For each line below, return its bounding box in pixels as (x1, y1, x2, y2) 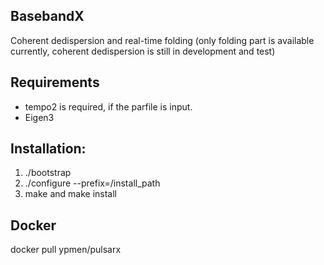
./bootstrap (24, 167, 72, 179)
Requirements (10, 74, 100, 91)
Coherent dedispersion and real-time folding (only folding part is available (10, 34, 315, 46)
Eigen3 (24, 111, 55, 123)
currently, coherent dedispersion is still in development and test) (10, 45, 276, 57)
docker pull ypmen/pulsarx (10, 244, 122, 256)
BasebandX (10, 8, 85, 25)
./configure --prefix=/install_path (24, 177, 161, 189)
